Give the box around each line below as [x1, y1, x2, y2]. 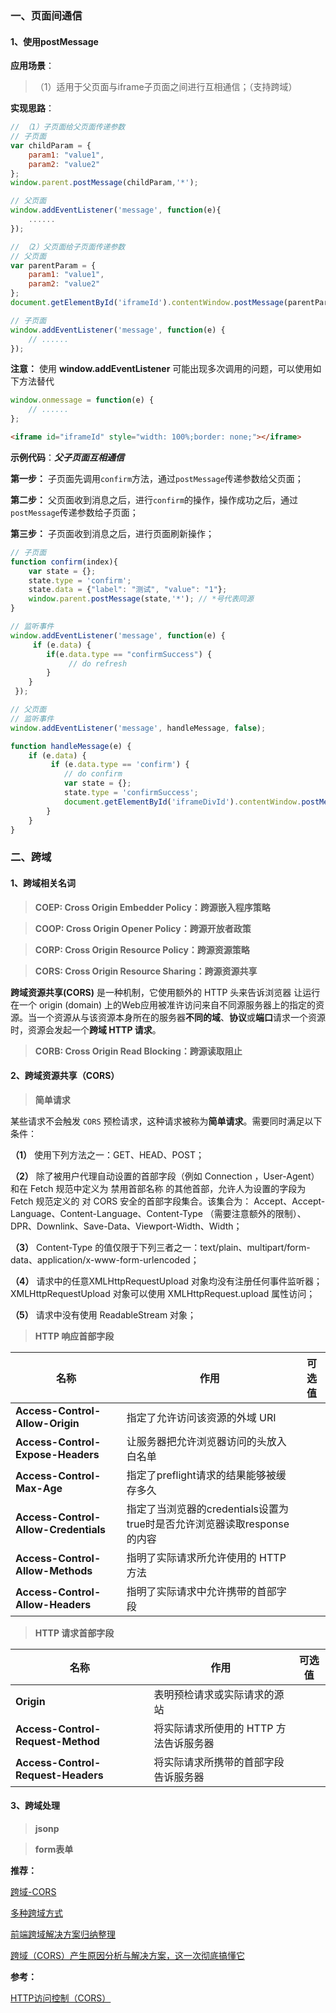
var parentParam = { [10, 260, 97, 271]
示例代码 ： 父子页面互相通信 [10, 451, 125, 463]
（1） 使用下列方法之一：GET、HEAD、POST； [10, 1148, 205, 1161]
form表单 [34, 1843, 74, 1855]
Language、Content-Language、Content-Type [10, 1207, 203, 1219]
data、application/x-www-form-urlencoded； [10, 1253, 200, 1266]
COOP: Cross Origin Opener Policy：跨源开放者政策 [34, 922, 252, 934]
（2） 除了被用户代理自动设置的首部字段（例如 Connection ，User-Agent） [10, 1170, 320, 1182]
